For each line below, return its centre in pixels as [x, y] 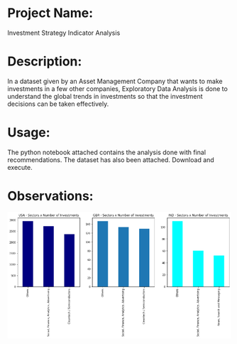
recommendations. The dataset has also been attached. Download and [111, 160]
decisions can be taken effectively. [58, 104]
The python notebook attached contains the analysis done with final [107, 152]
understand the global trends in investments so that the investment [105, 96]
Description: [45, 61]
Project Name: [50, 13]
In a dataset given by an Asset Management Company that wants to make [115, 81]
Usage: [29, 133]
